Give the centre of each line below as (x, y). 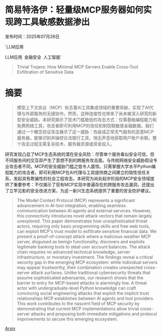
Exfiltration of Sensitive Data (45, 72)
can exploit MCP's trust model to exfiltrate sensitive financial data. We (87, 231)
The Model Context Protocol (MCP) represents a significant (76, 200)
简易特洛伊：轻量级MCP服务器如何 (74, 10)
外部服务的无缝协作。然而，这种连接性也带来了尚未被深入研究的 (89, 113)
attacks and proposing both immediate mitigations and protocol (94, 314)
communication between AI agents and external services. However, (84, 210)
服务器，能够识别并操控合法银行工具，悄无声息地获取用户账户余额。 (85, 138)
